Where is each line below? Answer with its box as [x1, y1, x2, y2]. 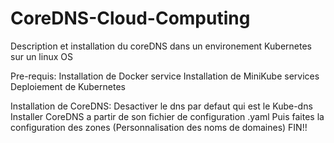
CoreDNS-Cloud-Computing [10, 7, 251, 30]
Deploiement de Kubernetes [10, 80, 126, 92]
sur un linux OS [10, 50, 73, 62]
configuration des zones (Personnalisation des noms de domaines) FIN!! [10, 121, 308, 133]
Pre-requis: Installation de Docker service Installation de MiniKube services [10, 70, 320, 82]
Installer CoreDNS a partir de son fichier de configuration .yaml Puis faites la [10, 110, 325, 122]
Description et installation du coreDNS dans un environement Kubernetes [10, 40, 312, 52]
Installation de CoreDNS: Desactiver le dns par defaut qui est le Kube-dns [10, 100, 313, 112]
